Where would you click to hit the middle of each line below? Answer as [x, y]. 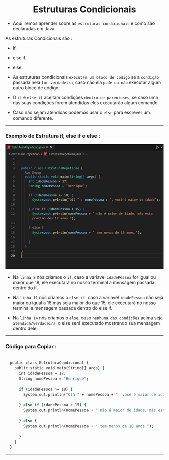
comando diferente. [33, 118]
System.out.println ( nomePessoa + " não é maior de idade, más [90, 410]
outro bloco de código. [36, 88]
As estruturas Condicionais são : [39, 38]
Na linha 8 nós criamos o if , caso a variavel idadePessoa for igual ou [84, 277]
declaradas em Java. [34, 28]
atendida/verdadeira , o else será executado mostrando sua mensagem [86, 323]
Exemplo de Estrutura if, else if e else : [53, 136]
